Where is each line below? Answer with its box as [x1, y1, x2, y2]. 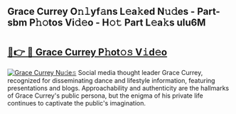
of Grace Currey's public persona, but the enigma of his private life [7, 91, 204, 100]
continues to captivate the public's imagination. [7, 99, 146, 107]
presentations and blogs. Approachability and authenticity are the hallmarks [7, 84, 230, 92]
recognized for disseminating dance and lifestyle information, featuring [7, 76, 215, 84]
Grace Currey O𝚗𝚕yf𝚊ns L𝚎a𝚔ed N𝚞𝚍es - [7, 6, 195, 18]
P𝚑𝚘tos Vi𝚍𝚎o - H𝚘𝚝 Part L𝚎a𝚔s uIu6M [29, 17, 206, 29]
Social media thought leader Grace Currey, [77, 69, 203, 76]
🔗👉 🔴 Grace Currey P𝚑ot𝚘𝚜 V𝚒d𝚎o [7, 46, 168, 58]
